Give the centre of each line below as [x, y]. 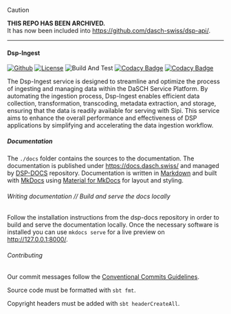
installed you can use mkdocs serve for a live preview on [86, 232]
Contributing [25, 255]
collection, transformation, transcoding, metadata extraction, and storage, [112, 103]
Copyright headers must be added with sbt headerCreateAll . [93, 303]
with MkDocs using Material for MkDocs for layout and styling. [96, 180]
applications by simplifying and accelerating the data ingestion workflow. [110, 125]
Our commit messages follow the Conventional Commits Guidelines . [103, 276]
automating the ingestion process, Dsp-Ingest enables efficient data [103, 96]
